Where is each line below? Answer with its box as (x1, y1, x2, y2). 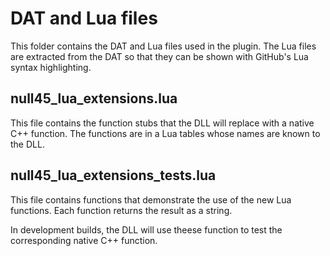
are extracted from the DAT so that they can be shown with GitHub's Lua (10, 50, 309, 62)
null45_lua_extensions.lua (10, 90, 178, 107)
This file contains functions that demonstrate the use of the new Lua (10, 193, 292, 206)
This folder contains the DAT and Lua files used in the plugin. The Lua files (10, 40, 317, 52)
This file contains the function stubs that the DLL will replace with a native (10, 117, 315, 129)
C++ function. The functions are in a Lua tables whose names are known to (10, 127, 321, 139)
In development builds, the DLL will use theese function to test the (10, 223, 283, 236)
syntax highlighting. (10, 61, 92, 73)
